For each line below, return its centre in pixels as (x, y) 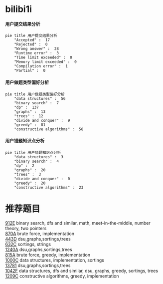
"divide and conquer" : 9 (42, 120)
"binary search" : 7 (36, 103)
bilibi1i (19, 9)
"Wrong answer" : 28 (36, 49)
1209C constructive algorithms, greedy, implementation (62, 276)
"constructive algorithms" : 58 (49, 129)
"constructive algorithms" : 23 (49, 187)
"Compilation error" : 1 (41, 66)
